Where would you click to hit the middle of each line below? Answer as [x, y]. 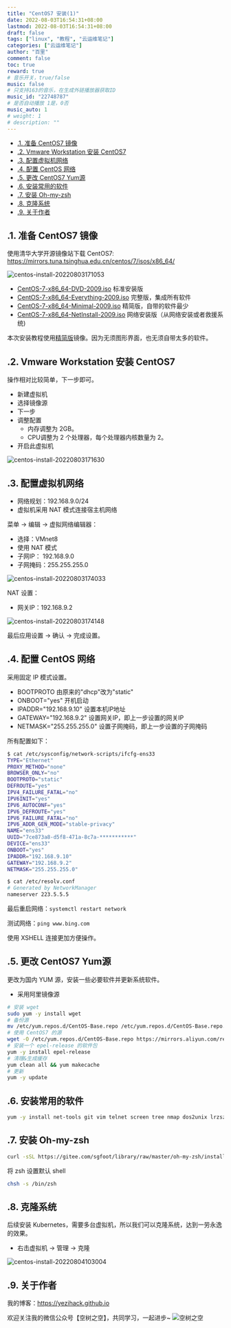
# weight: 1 [24, 116]
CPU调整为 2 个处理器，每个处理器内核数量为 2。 [97, 438]
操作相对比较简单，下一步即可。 [52, 380]
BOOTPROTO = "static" [35, 779]
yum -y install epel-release [49, 1052]
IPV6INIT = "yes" [29, 799]
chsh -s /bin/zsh [32, 1184]
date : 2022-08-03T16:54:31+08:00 [55, 20]
